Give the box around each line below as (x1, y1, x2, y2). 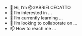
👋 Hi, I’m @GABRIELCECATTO (9, 5, 71, 10)
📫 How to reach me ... (9, 26, 56, 31)
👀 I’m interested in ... (9, 10, 52, 16)
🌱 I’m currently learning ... (9, 15, 63, 20)
